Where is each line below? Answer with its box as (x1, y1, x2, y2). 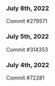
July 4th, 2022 (6, 60, 50, 69)
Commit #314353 (6, 46, 48, 53)
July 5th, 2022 (6, 33, 49, 41)
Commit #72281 (6, 74, 45, 81)
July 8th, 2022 (6, 4, 49, 12)
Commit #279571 (6, 18, 47, 25)
